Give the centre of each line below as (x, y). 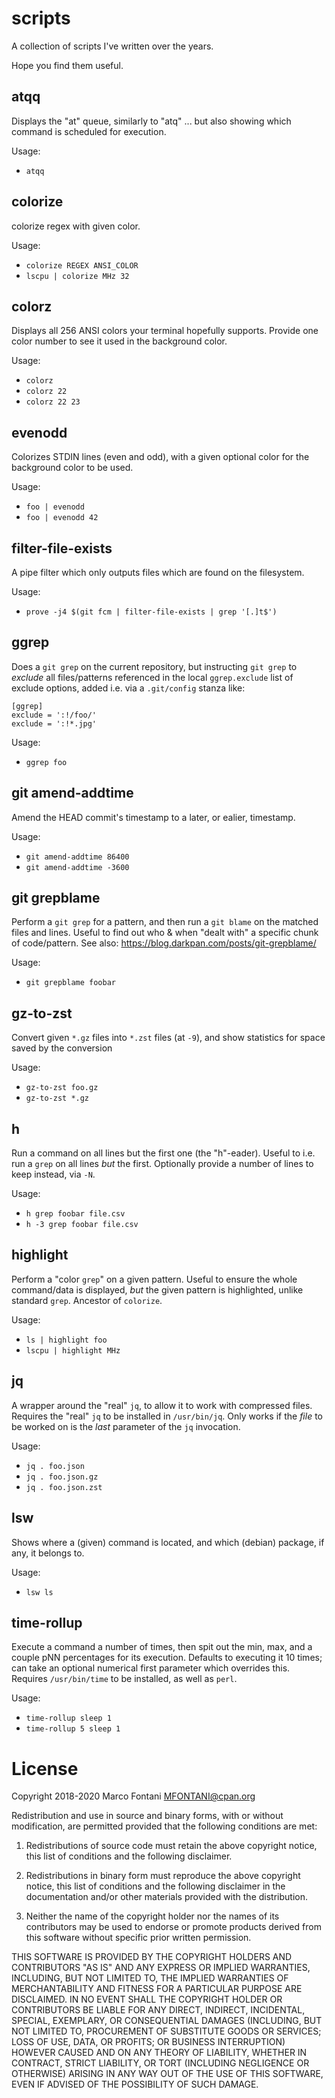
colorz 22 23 (53, 402)
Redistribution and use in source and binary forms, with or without (147, 1816)
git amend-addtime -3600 (77, 867)
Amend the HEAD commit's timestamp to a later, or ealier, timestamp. (153, 817)
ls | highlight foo (66, 1340)
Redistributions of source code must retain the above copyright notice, (171, 1846)
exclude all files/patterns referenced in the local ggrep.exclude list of (152, 677)
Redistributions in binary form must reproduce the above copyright (163, 1876)
